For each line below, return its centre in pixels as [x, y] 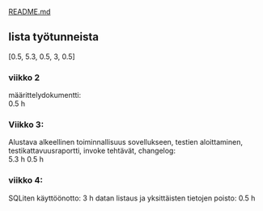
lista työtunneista [54, 37]
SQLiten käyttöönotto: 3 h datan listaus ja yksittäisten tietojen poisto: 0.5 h [132, 198]
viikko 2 [24, 78]
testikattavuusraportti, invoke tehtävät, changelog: [92, 151]
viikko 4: [25, 180]
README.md [30, 12]
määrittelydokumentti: [45, 95]
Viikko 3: [26, 124]
